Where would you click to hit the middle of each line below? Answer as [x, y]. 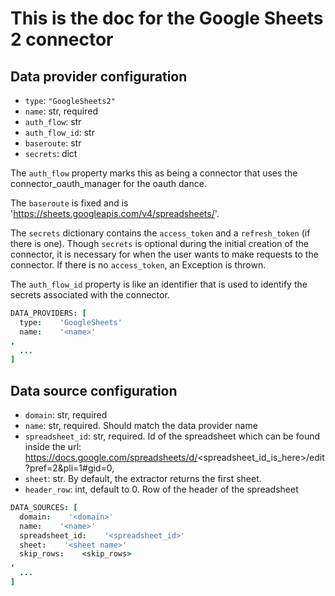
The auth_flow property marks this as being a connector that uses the [154, 173]
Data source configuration [94, 390]
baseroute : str [53, 143]
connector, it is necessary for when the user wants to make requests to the [164, 254]
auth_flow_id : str [59, 132]
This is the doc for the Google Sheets [167, 18]
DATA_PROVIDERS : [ [48, 313]
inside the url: [53, 447]
